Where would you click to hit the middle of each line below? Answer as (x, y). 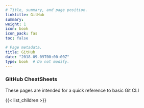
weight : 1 (16, 24)
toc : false (17, 39)
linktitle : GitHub (25, 15)
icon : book (17, 29)
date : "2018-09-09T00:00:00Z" (38, 57)
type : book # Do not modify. (38, 61)
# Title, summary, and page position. (46, 10)
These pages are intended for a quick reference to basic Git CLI (72, 90)
